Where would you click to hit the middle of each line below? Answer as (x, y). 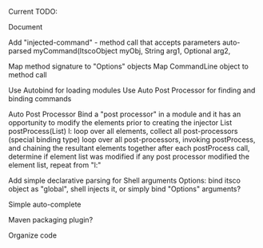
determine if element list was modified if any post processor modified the (129, 156)
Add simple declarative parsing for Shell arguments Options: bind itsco (125, 180)
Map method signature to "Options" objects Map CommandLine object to (129, 66)
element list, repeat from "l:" (55, 165)
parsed (20, 51)
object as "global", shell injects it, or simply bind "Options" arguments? (125, 189)
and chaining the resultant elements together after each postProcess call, (129, 148)
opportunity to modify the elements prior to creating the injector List (120, 122)
